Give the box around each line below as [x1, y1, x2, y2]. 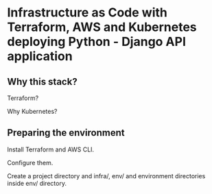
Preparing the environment [7, 127, 125, 138]
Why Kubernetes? [7, 108, 58, 115]
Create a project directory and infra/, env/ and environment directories [7, 171, 206, 180]
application [7, 49, 73, 64]
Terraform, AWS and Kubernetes [7, 19, 197, 35]
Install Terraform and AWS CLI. [7, 145, 95, 154]
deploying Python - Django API [7, 34, 187, 49]
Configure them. [7, 158, 54, 167]
